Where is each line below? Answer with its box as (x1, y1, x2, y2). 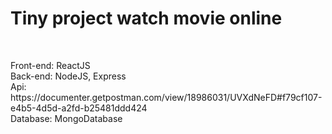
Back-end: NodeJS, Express (10, 70, 127, 82)
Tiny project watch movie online (10, 7, 283, 30)
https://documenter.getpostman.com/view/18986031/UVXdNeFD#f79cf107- (10, 91, 323, 103)
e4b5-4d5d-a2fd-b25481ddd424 (10, 102, 148, 114)
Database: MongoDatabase (10, 112, 123, 124)
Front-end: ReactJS (10, 59, 91, 71)
